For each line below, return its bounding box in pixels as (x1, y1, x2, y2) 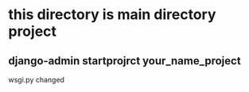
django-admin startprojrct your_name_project (8, 54, 241, 67)
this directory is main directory (8, 6, 216, 24)
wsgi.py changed (8, 75, 65, 84)
